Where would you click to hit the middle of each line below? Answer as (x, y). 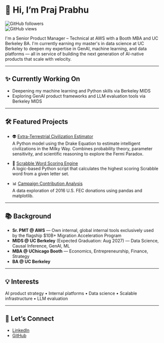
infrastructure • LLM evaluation (37, 298)
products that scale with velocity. (38, 59)
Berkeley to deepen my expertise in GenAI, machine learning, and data (76, 48)
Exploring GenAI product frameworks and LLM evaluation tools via (79, 96)
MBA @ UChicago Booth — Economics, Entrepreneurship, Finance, (80, 251)
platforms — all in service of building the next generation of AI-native (74, 54)
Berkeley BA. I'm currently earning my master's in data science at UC (75, 43)
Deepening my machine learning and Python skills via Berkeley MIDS (81, 91)
